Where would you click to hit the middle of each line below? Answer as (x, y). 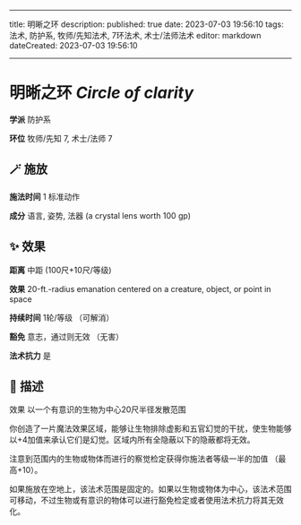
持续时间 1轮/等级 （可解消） (62, 317)
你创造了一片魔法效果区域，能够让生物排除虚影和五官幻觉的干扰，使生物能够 (150, 429)
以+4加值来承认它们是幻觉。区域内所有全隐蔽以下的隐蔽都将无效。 (132, 440)
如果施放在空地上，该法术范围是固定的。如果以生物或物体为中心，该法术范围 (150, 489)
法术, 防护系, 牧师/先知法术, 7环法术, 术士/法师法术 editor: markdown (135, 35)
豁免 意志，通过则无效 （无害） (66, 336)
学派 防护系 (30, 119)
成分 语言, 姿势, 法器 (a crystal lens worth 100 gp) (100, 215)
